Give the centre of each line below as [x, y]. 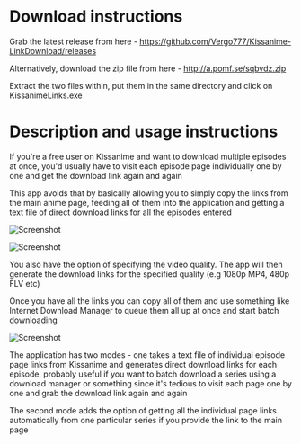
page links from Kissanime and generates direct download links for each [143, 364]
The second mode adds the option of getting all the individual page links [143, 410]
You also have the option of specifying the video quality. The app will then [146, 264]
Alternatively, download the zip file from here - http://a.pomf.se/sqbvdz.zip [148, 68]
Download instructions [96, 17]
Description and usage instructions [144, 132]
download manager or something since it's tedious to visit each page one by [150, 383]
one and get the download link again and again [96, 175]
